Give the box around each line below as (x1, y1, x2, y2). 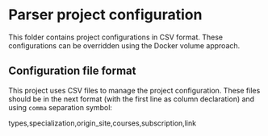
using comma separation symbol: (8, 102, 113, 112)
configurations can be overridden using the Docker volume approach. (8, 40, 241, 50)
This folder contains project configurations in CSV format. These (8, 32, 224, 42)
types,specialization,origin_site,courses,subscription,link (8, 118, 196, 128)
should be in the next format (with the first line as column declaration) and (8, 94, 255, 104)
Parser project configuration (8, 6, 203, 24)
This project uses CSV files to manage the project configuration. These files (8, 85, 261, 95)
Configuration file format (8, 64, 136, 78)
